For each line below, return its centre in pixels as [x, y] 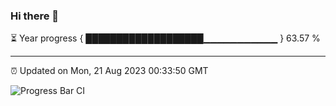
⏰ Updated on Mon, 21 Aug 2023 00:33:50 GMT [109, 71]
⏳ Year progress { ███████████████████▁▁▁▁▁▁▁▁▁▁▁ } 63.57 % [165, 38]
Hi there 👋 [35, 16]
